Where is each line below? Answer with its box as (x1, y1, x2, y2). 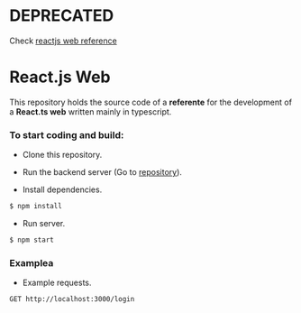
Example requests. (22, 277, 92, 289)
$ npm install (9, 202, 63, 211)
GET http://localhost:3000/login (9, 295, 135, 304)
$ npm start (9, 235, 54, 244)
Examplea (9, 256, 54, 269)
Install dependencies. (22, 184, 103, 195)
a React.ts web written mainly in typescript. (9, 106, 172, 117)
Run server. (22, 218, 66, 229)
